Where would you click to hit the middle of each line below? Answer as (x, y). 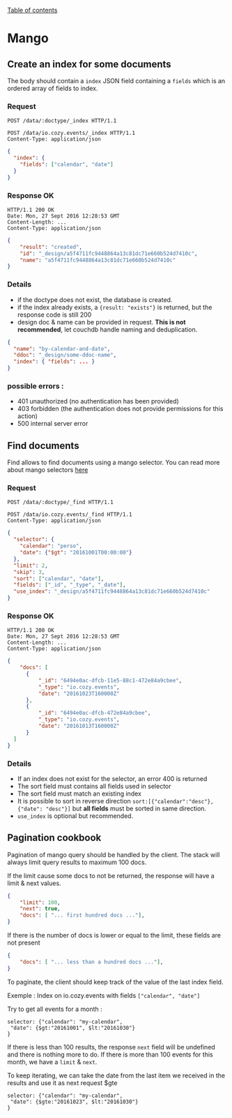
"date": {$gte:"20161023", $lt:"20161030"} (74, 1102)
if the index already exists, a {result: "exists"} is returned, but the (115, 307)
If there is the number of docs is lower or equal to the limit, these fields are (114, 936)
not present (24, 943)
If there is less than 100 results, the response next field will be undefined (111, 1047)
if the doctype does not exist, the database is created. (95, 299)
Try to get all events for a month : (55, 1009)
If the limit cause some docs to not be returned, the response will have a (111, 875)
